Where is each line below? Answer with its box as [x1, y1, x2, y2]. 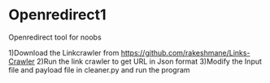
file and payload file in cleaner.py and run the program [8, 64, 190, 74]
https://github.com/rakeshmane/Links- [120, 48, 250, 57]
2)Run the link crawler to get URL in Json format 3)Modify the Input [36, 56, 263, 66]
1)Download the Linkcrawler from [8, 48, 120, 57]
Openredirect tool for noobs [8, 32, 102, 42]
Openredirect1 [8, 6, 107, 24]
